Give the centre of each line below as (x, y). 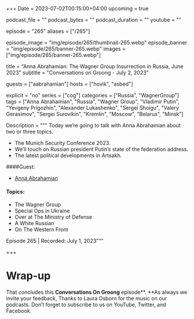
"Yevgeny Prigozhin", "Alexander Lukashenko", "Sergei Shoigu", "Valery (93, 108)
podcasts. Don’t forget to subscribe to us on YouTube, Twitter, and (86, 305)
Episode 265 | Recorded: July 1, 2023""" (55, 241)
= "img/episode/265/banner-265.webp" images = (66, 49)
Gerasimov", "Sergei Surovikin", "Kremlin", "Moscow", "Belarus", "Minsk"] (95, 114)
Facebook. (19, 311)
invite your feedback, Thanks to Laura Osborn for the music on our (86, 298)
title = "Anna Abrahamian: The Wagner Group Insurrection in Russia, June (95, 66)
